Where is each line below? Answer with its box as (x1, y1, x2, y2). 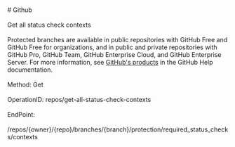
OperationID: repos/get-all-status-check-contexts (7, 96, 152, 103)
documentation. (7, 65, 53, 74)
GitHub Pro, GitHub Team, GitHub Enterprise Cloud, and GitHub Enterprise (7, 51, 222, 58)
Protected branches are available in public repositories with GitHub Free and (7, 36, 228, 44)
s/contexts (7, 133, 39, 141)
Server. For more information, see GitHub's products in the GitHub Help (7, 58, 213, 66)
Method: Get (7, 80, 43, 89)
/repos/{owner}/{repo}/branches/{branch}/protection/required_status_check (7, 125, 229, 134)
